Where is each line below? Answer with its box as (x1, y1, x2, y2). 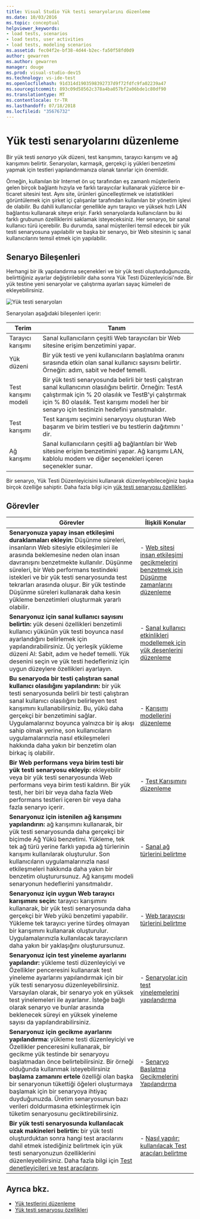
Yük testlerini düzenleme (14, 1200, 76, 1207)
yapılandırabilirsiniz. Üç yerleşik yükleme (9, 642, 123, 651)
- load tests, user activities (6, 36, 84, 42)
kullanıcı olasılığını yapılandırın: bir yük (9, 682, 121, 690)
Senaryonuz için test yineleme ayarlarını (9, 951, 127, 959)
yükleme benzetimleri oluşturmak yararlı (9, 595, 121, 604)
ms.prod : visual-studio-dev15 (6, 70, 82, 76)
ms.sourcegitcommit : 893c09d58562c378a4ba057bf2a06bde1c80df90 (6, 86, 167, 92)
